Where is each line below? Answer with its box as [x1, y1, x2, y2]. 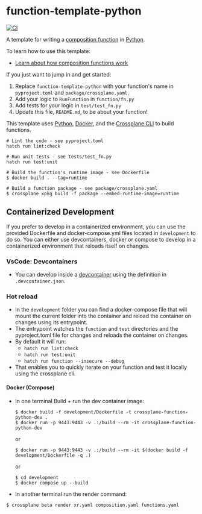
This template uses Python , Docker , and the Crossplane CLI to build [6, 119, 174, 127]
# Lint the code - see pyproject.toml [6, 137, 104, 144]
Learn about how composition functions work [14, 59, 128, 66]
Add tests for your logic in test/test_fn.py [14, 101, 122, 109]
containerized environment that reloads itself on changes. [6, 242, 150, 249]
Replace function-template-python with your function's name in [14, 83, 174, 90]
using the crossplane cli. [14, 370, 76, 377]
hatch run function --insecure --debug [24, 359, 125, 365]
